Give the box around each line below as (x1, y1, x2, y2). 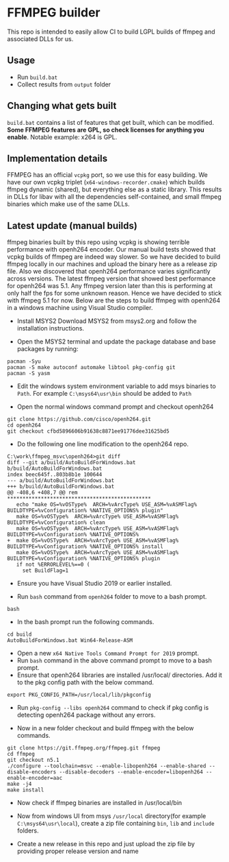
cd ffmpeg (7, 751, 36, 758)
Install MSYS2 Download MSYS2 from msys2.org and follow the (16, 317, 197, 325)
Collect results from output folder (16, 80, 111, 88)
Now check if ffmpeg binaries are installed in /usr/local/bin (16, 799, 183, 807)
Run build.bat (16, 73, 58, 81)
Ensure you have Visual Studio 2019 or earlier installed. (16, 579, 172, 588)
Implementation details (7, 152, 108, 164)
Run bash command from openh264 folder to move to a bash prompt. (16, 592, 207, 601)
